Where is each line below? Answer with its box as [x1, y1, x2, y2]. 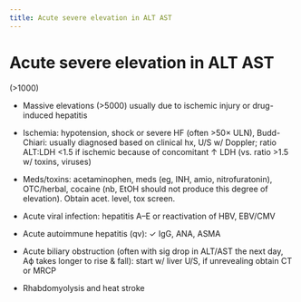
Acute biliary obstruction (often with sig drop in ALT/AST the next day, [22, 246, 284, 257]
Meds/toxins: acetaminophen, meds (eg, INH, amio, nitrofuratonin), [22, 173, 273, 184]
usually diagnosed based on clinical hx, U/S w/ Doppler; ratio [49, 137, 277, 148]
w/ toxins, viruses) [22, 156, 92, 167]
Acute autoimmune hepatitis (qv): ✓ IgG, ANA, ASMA [22, 228, 221, 239]
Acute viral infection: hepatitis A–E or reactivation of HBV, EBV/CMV [22, 210, 276, 221]
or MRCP [22, 265, 57, 276]
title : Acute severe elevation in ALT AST [9, 13, 172, 23]
